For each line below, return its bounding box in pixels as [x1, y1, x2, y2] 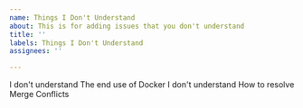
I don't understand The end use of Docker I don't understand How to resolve [9, 79, 295, 90]
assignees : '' [9, 47, 63, 56]
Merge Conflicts [9, 89, 70, 100]
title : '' [9, 30, 47, 39]
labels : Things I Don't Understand [9, 38, 144, 48]
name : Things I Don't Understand [9, 13, 136, 22]
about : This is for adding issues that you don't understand [9, 22, 245, 31]
